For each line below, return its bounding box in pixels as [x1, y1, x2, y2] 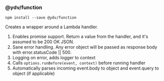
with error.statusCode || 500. [12, 49, 72, 56]
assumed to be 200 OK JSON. [12, 39, 75, 45]
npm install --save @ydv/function [5, 15, 77, 20]
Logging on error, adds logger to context [12, 55, 96, 61]
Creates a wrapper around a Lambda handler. [5, 24, 98, 30]
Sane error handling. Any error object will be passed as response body [12, 44, 158, 50]
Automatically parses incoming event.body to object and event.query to [12, 65, 159, 71]
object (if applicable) [12, 71, 55, 77]
